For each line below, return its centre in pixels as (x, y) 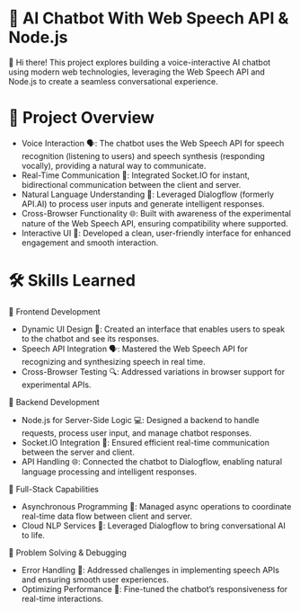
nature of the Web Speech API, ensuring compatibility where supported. (154, 223)
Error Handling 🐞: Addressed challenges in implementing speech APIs (150, 570)
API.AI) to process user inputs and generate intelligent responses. (143, 204)
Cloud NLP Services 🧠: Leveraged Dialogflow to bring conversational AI (154, 526)
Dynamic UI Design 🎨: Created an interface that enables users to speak (153, 329)
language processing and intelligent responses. (109, 472)
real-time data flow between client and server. (107, 516)
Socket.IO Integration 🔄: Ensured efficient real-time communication (146, 442)
